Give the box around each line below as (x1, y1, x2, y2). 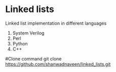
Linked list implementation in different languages (5, 20, 107, 26)
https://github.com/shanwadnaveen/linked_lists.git (5, 61, 111, 67)
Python (12, 40, 28, 46)
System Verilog (12, 30, 45, 36)
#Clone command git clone (5, 55, 62, 61)
